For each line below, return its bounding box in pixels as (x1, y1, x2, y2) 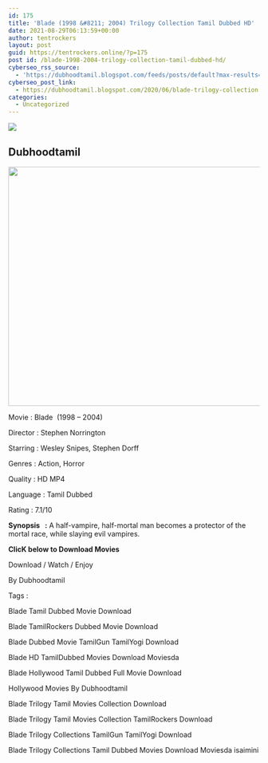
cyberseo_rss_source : (8, 64, 81, 72)
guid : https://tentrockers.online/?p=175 (8, 49, 148, 57)
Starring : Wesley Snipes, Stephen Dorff (8, 443, 140, 453)
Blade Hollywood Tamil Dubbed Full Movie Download (8, 667, 182, 678)
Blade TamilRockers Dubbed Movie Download (8, 621, 158, 631)
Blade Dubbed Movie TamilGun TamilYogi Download (8, 637, 179, 647)
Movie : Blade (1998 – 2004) (8, 412, 104, 422)
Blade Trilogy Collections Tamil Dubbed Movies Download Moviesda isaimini (8, 745, 259, 754)
